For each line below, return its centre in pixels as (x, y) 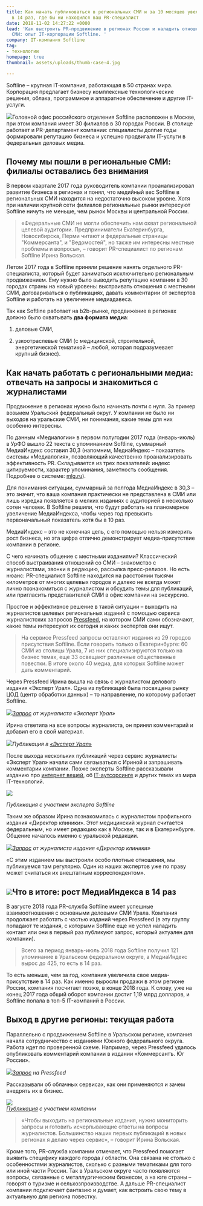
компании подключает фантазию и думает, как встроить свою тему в (96, 1190)
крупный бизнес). (38, 354)
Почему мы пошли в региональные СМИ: (89, 161)
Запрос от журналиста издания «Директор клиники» (82, 848)
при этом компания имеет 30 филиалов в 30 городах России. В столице (100, 123)
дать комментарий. (46, 670)
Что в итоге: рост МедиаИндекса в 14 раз (94, 892)
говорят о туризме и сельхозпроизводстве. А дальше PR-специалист (96, 1183)
